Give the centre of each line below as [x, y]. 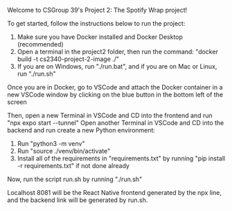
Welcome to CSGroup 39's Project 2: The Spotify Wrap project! [97, 10]
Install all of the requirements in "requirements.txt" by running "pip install [121, 158]
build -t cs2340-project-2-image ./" [68, 59]
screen [17, 102]
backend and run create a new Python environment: [81, 130]
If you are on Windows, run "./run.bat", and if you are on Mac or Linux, [117, 66]
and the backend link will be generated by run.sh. [78, 200]
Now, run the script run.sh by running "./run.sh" [75, 179]
